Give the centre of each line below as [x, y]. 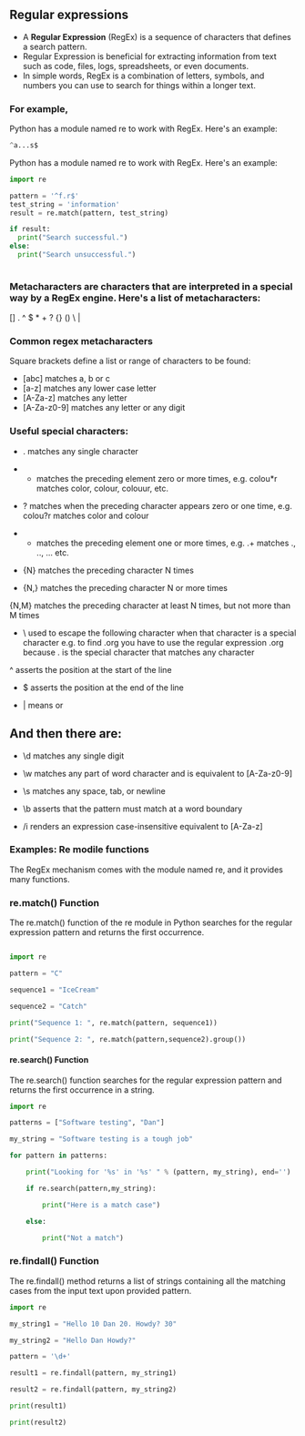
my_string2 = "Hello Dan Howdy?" [73, 1340]
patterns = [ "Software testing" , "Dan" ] [87, 1123]
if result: [30, 229]
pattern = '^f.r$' [44, 196]
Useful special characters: [69, 432]
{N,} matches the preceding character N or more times [125, 587]
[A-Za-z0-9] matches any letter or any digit [104, 408]
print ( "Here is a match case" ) [102, 1205]
